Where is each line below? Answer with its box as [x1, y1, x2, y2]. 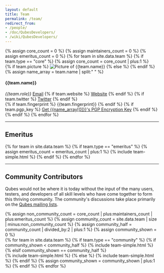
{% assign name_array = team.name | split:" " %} [5, 69, 104, 74]
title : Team [5, 12, 29, 17]
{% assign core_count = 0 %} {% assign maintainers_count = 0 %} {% [5, 48, 146, 54]
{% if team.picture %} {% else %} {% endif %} [5, 63, 155, 69]
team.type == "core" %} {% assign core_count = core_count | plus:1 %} [5, 58, 149, 64]
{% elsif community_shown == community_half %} [5, 247, 106, 253]
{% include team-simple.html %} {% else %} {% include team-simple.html [5, 252, 154, 258]
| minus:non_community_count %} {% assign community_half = [5, 221, 132, 227]
